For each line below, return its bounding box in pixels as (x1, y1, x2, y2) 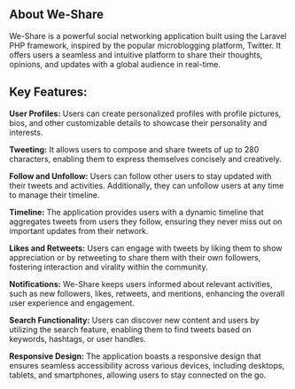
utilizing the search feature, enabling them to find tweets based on (9, 323, 252, 335)
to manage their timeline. (9, 190, 100, 200)
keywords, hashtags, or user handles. (9, 333, 146, 344)
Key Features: (9, 84, 88, 100)
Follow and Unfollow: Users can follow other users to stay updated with (9, 170, 272, 181)
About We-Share (9, 7, 105, 22)
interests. (9, 127, 43, 137)
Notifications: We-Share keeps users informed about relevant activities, (9, 278, 273, 289)
